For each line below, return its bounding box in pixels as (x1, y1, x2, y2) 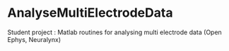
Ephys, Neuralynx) (7, 35, 61, 43)
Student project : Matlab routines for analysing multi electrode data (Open (7, 28, 223, 36)
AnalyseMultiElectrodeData (7, 5, 173, 21)
